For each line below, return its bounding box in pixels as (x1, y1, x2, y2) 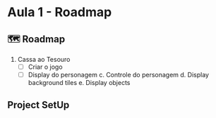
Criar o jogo (28, 63, 63, 71)
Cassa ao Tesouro (17, 55, 71, 63)
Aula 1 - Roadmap (7, 4, 112, 20)
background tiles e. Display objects (28, 79, 131, 87)
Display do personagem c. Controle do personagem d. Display (28, 71, 210, 79)
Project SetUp (7, 99, 70, 111)
